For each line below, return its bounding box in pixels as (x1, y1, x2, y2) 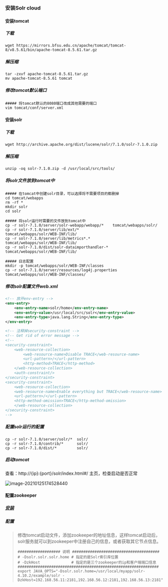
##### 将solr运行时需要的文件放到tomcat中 (5, 218, 86, 224)
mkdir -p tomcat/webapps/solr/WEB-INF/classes (5, 263, 104, 268)
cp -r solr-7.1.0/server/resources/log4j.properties (5, 267, 117, 273)
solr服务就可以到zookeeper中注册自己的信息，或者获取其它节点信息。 (17, 538, 161, 544)
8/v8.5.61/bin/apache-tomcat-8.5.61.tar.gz (5, 48, 97, 53)
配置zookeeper (5, 492, 37, 498)
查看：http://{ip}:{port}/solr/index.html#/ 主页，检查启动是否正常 (5, 470, 138, 476)
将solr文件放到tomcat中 (5, 177, 55, 183)
